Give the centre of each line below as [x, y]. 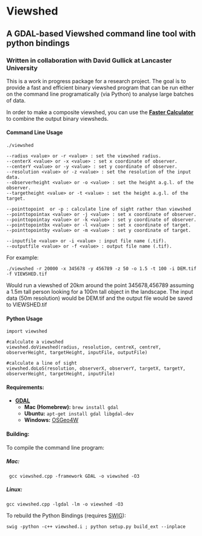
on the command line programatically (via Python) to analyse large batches [100, 94]
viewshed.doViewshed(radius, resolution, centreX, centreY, [84, 347]
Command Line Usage [35, 132]
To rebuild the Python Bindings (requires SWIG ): [66, 515]
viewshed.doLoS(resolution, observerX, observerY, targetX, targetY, [96, 368]
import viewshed [27, 331]
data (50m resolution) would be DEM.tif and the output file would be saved [99, 298]
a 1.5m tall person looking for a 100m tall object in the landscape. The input [100, 292]
